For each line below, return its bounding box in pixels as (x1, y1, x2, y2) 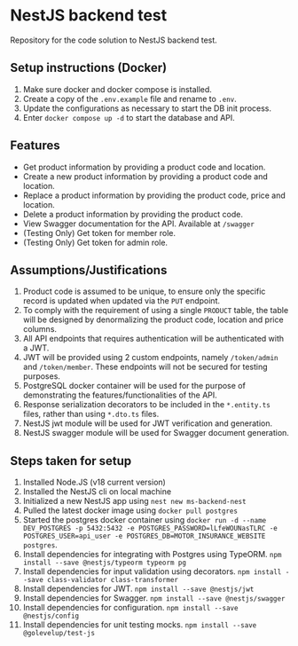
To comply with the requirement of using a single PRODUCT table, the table (22, 305, 289, 316)
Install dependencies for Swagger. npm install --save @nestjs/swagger (22, 593, 286, 603)
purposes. (22, 371, 61, 382)
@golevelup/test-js (22, 629, 96, 638)
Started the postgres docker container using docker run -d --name (22, 515, 267, 525)
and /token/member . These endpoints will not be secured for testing (22, 361, 269, 373)
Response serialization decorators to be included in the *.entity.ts (22, 399, 271, 410)
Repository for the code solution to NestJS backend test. (10, 35, 218, 45)
